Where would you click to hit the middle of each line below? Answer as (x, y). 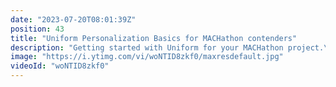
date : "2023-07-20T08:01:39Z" (73, 19)
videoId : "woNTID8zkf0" (60, 66)
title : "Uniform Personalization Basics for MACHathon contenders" (154, 38)
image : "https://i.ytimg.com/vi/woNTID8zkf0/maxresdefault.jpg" (147, 57)
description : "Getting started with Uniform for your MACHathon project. (167, 47)
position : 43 (37, 29)
